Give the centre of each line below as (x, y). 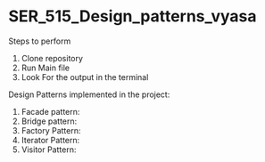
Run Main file (46, 68)
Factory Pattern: (51, 130)
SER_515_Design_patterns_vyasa (132, 16)
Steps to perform (40, 41)
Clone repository (52, 58)
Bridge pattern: (49, 121)
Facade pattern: (50, 111)
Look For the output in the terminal (85, 77)
